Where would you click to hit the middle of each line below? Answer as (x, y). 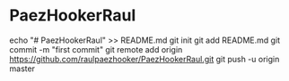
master (22, 69)
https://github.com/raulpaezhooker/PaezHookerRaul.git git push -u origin (144, 59)
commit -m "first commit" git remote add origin (96, 49)
